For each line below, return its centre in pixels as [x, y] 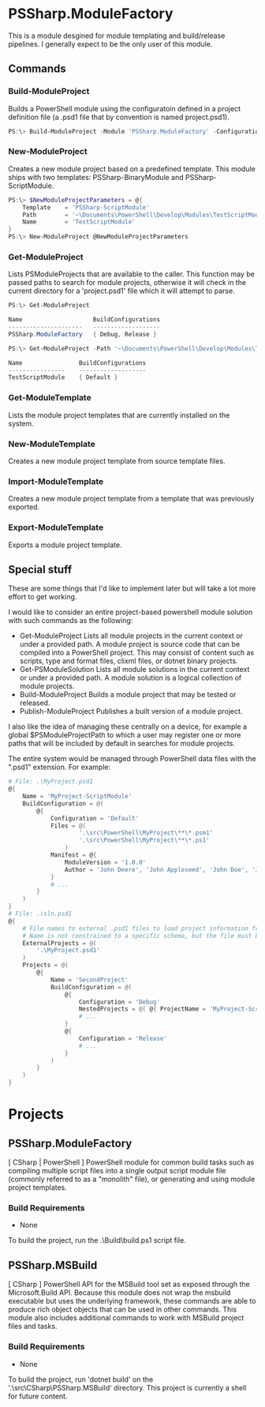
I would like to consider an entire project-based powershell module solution [131, 612]
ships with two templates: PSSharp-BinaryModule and [96, 177]
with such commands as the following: [71, 621]
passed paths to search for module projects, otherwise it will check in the [127, 283]
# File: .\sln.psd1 [40, 914]
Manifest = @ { [73, 855]
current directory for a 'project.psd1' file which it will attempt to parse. [121, 291]
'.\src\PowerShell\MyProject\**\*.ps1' [144, 840]
